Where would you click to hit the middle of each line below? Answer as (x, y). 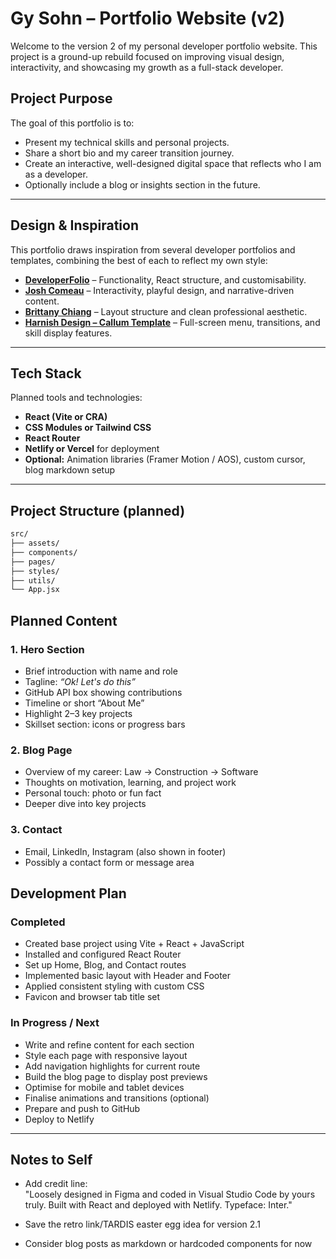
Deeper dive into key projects (85, 804)
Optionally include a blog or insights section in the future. (142, 184)
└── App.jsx (35, 590)
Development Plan (68, 893)
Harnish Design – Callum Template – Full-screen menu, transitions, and (172, 322)
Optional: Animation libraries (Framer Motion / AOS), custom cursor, (165, 459)
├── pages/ (33, 562)
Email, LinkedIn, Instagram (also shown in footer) (125, 851)
